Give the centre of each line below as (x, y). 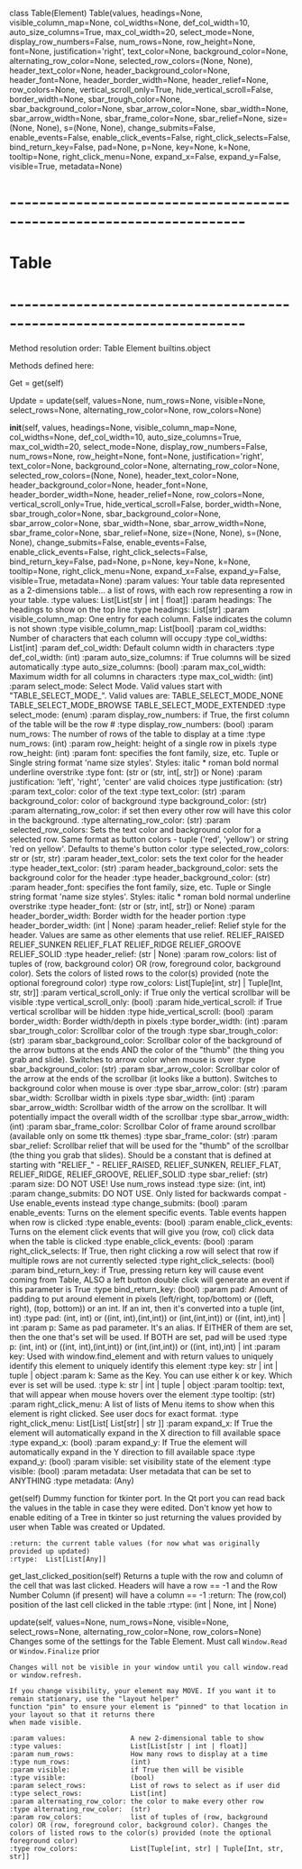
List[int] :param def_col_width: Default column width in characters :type (142, 648)
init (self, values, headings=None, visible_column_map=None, (123, 428)
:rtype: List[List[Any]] (58, 1559)
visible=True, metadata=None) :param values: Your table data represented (147, 581)
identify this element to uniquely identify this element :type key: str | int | (143, 1366)
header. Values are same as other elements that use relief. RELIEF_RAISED (147, 935)
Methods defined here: (52, 366)
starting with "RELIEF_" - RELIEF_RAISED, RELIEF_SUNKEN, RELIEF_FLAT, (145, 1165)
